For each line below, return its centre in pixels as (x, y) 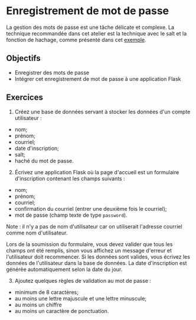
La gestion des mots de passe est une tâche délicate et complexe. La (90, 27)
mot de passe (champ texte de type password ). (71, 215)
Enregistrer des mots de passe (52, 73)
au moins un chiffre (38, 305)
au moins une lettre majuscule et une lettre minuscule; (80, 298)
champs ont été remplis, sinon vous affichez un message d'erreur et (89, 250)
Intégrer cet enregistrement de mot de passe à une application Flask (98, 79)
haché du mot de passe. (44, 161)
